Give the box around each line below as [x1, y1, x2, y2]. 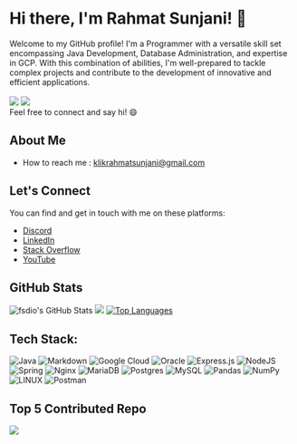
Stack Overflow [22, 244, 81, 255]
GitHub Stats [9, 280, 83, 295]
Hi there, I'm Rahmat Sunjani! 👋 [9, 8, 247, 29]
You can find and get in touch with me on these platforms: [9, 208, 225, 218]
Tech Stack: [9, 331, 79, 347]
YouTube [22, 254, 56, 265]
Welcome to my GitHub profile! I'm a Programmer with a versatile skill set [9, 38, 283, 49]
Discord [22, 225, 53, 236]
